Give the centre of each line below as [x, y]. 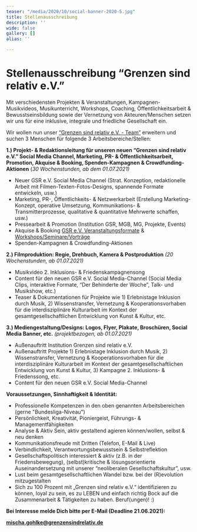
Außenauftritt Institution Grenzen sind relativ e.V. [74, 345]
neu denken [29, 436]
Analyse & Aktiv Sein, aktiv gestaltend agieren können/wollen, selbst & [100, 431]
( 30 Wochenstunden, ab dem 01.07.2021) [80, 169]
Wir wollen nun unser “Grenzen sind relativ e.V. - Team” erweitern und [91, 132]
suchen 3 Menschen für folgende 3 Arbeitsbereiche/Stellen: [79, 139]
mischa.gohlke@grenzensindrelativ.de [55, 522]
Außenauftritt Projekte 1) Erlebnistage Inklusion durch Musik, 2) [91, 351]
